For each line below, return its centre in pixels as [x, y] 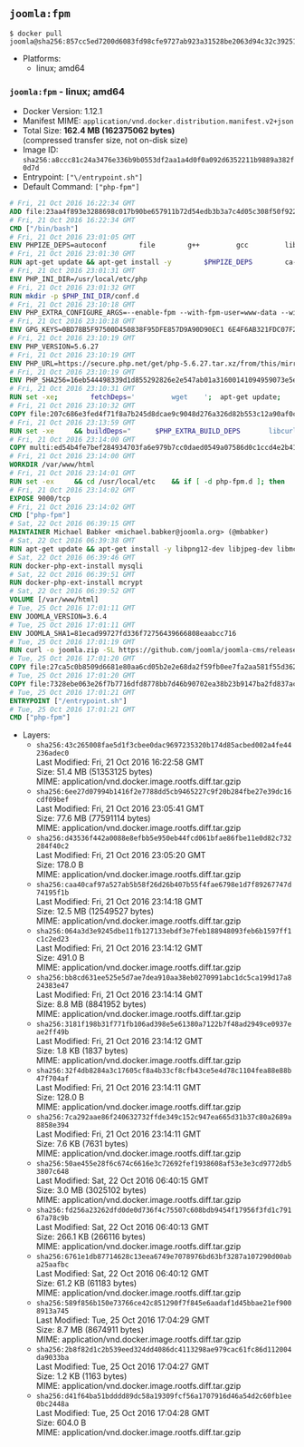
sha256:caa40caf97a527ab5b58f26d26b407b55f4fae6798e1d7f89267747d [164, 885]
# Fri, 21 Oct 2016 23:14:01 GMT [72, 474]
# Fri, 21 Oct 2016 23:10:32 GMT [72, 406]
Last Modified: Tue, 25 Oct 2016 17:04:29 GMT [123, 1320]
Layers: [36, 735]
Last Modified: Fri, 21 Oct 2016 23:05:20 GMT [121, 855]
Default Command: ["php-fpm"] [81, 187]
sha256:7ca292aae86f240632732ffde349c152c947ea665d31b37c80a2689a [164, 1118]
